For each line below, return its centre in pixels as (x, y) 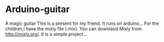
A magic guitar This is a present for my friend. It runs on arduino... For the (82, 23)
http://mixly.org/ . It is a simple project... (46, 34)
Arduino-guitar (38, 9)
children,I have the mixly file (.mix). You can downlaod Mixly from (74, 28)
